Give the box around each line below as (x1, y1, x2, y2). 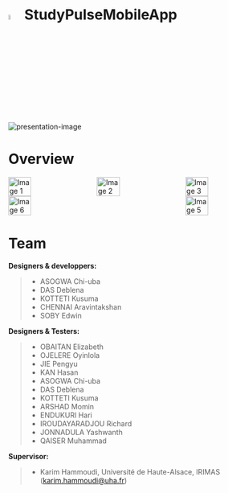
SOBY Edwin (39, 311, 82, 321)
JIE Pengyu (39, 359, 78, 369)
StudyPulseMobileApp (23, 6, 178, 24)
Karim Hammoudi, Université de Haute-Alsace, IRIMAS (39, 467, 221, 477)
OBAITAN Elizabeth (39, 342, 104, 351)
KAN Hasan (39, 368, 79, 377)
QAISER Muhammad (39, 436, 107, 446)
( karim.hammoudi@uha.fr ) (39, 476, 128, 486)
